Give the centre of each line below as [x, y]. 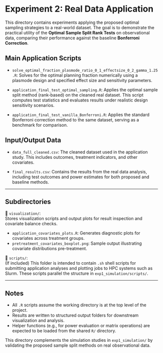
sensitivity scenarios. [33, 105]
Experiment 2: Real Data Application [79, 9]
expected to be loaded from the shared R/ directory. [64, 331]
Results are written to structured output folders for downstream [75, 315]
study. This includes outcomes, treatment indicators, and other [75, 157]
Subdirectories [28, 202]
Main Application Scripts [43, 59]
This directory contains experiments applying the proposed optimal [72, 22]
